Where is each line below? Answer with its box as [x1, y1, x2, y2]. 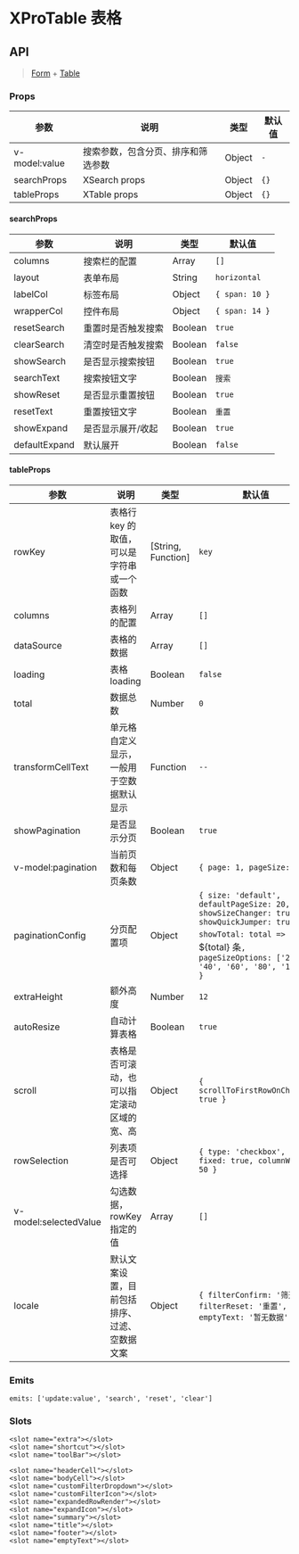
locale [13, 1299, 39, 1311]
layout [13, 271, 40, 284]
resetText [13, 405, 53, 417]
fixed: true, [198, 1155, 254, 1165]
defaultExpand [13, 438, 76, 450]
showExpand [13, 421, 69, 434]
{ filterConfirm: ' [198, 1290, 282, 1300]
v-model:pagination [13, 861, 98, 873]
